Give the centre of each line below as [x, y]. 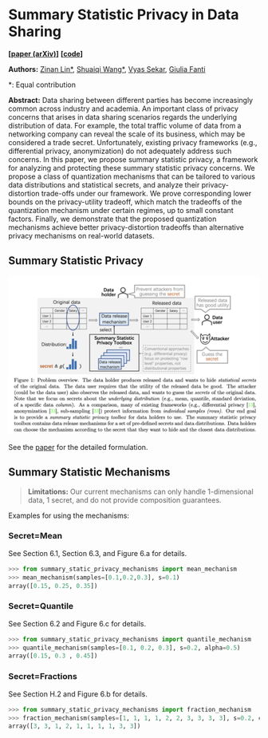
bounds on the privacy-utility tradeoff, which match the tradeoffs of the [125, 202]
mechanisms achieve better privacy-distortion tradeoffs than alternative [126, 227]
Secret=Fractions [43, 677]
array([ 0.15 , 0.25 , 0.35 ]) [53, 586]
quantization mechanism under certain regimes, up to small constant [121, 210]
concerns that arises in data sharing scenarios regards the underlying [123, 116]
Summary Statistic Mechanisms [89, 472]
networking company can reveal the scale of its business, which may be [127, 134]
